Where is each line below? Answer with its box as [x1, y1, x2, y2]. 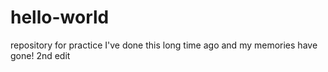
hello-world [10, 6, 110, 29]
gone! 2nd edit [10, 49, 71, 61]
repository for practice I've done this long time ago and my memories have [10, 39, 318, 51]
